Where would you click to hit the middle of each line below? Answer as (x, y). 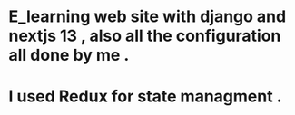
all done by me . (69, 55)
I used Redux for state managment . (145, 96)
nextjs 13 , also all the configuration (145, 36)
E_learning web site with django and (147, 17)
